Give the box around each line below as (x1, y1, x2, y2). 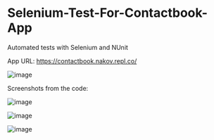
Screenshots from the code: (7, 84, 89, 92)
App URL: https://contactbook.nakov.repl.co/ (7, 56, 137, 65)
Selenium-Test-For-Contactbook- (7, 5, 208, 21)
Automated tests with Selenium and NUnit (7, 43, 129, 51)
